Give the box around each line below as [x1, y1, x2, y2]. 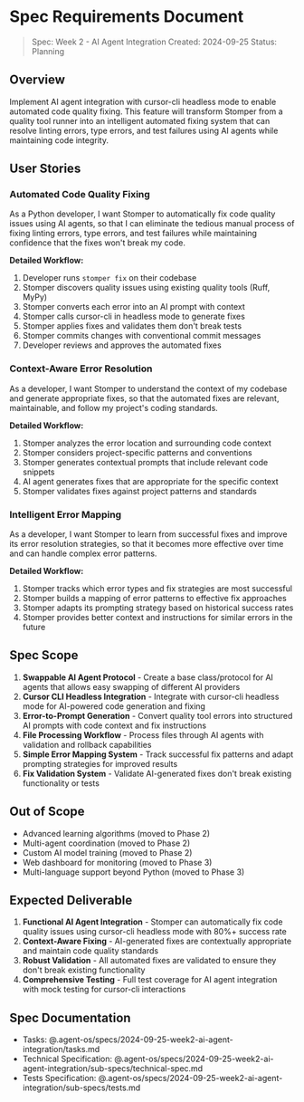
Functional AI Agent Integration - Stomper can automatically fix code [22, 916, 283, 927]
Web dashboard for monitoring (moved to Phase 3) [22, 857, 213, 867]
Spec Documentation [9, 1010, 131, 1025]
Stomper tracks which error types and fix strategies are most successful [22, 583, 292, 594]
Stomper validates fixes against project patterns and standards [22, 485, 258, 496]
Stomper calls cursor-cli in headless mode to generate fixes [22, 311, 246, 322]
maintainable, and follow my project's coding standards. [9, 402, 219, 413]
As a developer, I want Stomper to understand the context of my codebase [9, 383, 288, 394]
